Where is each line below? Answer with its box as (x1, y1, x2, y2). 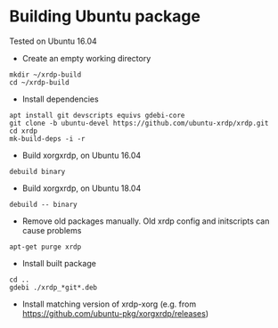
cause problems (21, 225, 82, 235)
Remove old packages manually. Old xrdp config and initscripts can (21, 216, 270, 226)
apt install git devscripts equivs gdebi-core (9, 111, 185, 119)
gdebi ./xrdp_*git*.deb (9, 283, 98, 291)
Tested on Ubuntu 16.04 (9, 36, 98, 46)
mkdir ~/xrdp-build (9, 70, 82, 79)
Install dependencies (21, 94, 100, 104)
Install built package (21, 258, 96, 268)
